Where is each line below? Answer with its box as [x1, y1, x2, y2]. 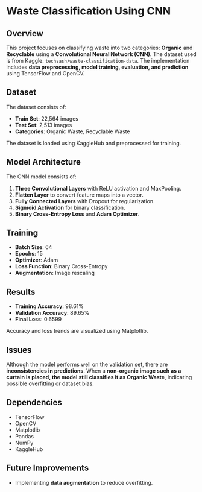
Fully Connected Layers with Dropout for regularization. [14, 197, 155, 204]
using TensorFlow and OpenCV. [6, 70, 85, 77]
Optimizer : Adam [14, 256, 58, 263]
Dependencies [6, 397, 62, 408]
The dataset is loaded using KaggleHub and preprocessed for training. [6, 139, 181, 147]
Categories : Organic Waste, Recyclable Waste [14, 128, 130, 135]
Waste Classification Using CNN [6, 4, 171, 18]
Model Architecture [6, 157, 81, 167]
